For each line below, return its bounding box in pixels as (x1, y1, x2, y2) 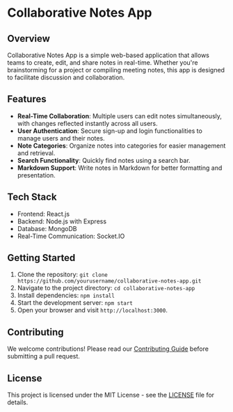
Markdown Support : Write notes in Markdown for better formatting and (17, 164, 223, 172)
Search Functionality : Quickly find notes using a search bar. (17, 156, 191, 164)
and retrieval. (17, 148, 56, 157)
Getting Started (7, 252, 76, 264)
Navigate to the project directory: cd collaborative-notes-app (17, 284, 195, 292)
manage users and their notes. (17, 134, 106, 142)
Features (7, 93, 47, 105)
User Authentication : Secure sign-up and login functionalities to (17, 127, 203, 135)
